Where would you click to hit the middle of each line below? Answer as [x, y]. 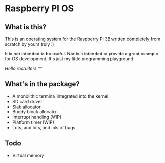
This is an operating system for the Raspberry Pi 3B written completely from [83, 39]
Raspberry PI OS [40, 9]
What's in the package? [43, 84]
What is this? [26, 27]
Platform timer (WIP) [33, 122]
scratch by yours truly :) [29, 44]
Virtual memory [28, 155]
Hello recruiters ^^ [24, 68]
